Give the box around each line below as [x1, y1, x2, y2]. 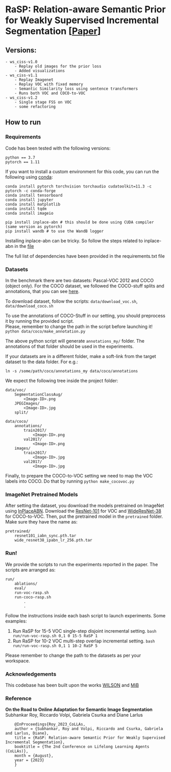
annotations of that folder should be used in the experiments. [5, 343, 134, 349]
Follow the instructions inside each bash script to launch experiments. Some [5, 612, 166, 618]
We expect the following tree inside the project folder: [5, 378, 118, 384]
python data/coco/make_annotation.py [5, 329, 86, 334]
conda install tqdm [5, 206, 47, 211]
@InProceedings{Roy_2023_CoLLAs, [14, 722, 86, 727]
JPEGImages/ [14, 401, 40, 406]
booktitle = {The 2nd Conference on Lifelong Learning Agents [14, 744, 150, 749]
